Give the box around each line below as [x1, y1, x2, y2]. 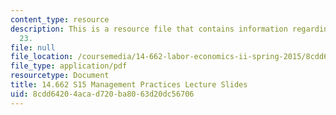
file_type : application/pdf [10, 61, 128, 71]
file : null [10, 42, 56, 53]
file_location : [10, 52, 74, 62]
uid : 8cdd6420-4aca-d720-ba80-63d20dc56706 [10, 89, 195, 99]
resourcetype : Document [10, 71, 110, 81]
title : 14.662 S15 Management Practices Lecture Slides [10, 80, 248, 90]
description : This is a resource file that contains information [10, 24, 288, 34]
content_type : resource [10, 14, 110, 25]
